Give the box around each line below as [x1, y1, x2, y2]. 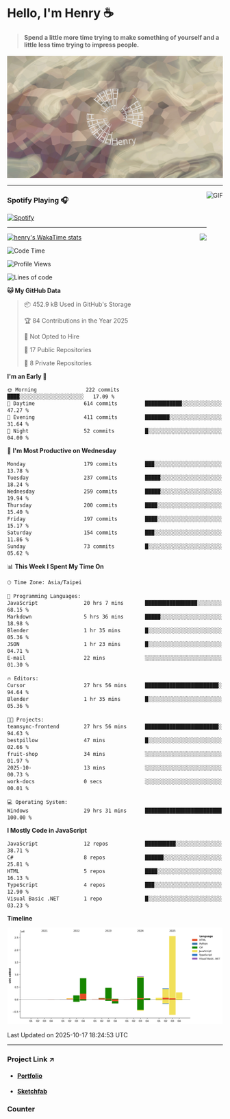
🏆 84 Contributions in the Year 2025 [23, 316, 129, 325]
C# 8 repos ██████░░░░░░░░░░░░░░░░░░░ [7, 854, 222, 862]
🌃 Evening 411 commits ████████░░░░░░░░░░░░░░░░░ [7, 414, 222, 421]
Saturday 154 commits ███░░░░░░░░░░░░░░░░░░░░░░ [7, 529, 222, 536]
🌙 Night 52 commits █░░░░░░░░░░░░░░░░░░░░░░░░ [7, 428, 222, 435]
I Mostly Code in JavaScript [7, 827, 88, 835]
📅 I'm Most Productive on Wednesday [7, 447, 116, 455]
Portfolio [16, 1072, 43, 1080]
